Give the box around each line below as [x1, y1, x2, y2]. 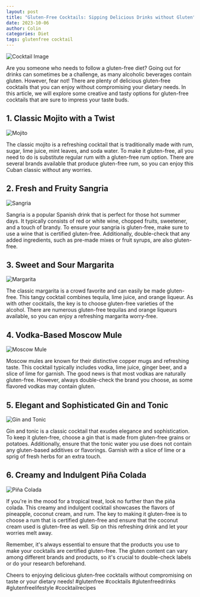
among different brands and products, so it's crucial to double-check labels [6, 553, 192, 561]
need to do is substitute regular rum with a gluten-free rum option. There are [6, 153, 194, 161]
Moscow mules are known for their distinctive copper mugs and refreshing [6, 358, 189, 365]
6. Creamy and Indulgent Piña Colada [6, 470, 147, 481]
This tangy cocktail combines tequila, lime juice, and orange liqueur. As [18, 294, 193, 301]
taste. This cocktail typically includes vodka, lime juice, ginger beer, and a [6, 364, 187, 371]
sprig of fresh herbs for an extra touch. [6, 453, 102, 460]
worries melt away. [6, 529, 53, 536]
